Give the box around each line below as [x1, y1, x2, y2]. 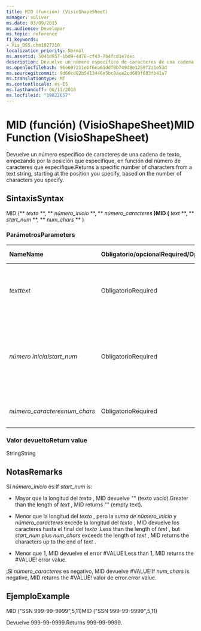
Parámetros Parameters [6, 231, 75, 239]
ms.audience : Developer [6, 25, 66, 32]
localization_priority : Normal [6, 48, 84, 54]
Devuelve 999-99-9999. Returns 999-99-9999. [6, 618, 123, 626]
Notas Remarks [6, 467, 63, 477]
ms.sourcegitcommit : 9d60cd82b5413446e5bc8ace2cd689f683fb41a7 [6, 70, 167, 76]
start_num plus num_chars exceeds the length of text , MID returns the [14, 532, 190, 539]
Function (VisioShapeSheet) [6, 131, 150, 144]
